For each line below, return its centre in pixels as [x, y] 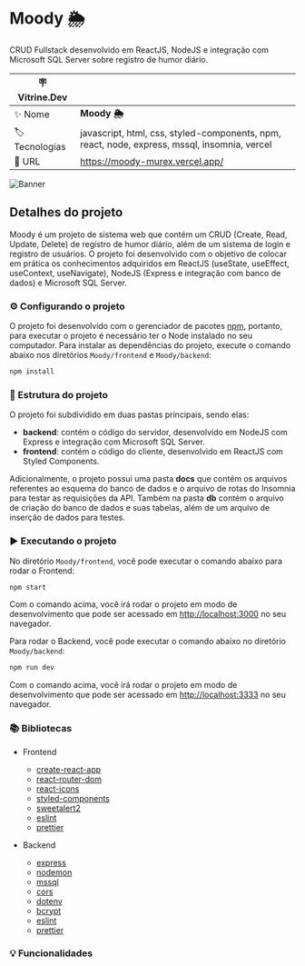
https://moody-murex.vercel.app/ [152, 161]
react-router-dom [69, 779]
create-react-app [69, 769]
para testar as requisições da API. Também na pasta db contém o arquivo [147, 498]
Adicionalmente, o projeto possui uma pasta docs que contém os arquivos [148, 479]
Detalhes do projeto [66, 212]
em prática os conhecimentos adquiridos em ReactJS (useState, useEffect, [150, 263]
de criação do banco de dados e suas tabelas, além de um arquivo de [140, 508]
